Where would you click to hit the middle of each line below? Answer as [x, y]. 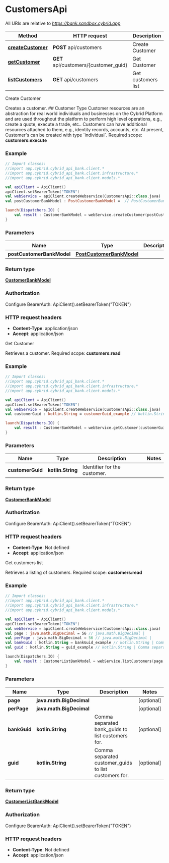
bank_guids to [111, 729]
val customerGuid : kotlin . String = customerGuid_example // [71, 414]
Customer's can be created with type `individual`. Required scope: [74, 135]
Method [28, 35]
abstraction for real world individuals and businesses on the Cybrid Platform [84, 113]
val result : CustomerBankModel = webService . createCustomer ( [81, 215]
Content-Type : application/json [45, 329]
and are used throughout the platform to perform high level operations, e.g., [84, 119]
